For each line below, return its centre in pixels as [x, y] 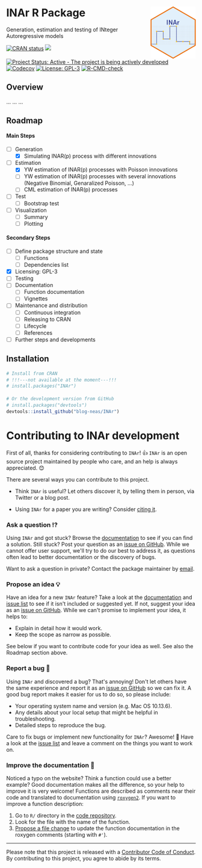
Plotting [33, 223]
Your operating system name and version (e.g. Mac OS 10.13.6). [93, 706]
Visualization [31, 210]
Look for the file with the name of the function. [72, 822]
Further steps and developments [55, 339]
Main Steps [21, 136]
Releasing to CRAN [47, 319]
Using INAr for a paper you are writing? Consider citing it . [86, 509]
